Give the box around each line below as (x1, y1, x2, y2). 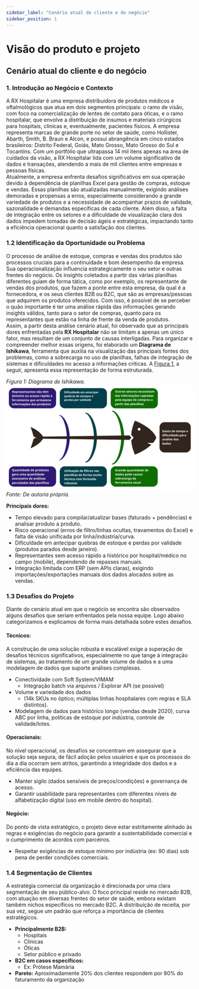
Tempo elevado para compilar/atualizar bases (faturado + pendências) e (14, 514, 192, 521)
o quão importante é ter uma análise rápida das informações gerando (6, 303, 176, 310)
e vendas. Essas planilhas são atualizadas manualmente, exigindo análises (6, 186, 188, 193)
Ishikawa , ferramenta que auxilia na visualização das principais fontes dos (6, 347, 189, 354)
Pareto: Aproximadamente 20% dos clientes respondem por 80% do (14, 970, 184, 977)
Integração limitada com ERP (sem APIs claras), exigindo (14, 565, 154, 572)
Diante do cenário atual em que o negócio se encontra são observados (6, 605, 180, 613)
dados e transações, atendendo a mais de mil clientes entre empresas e (6, 161, 182, 168)
